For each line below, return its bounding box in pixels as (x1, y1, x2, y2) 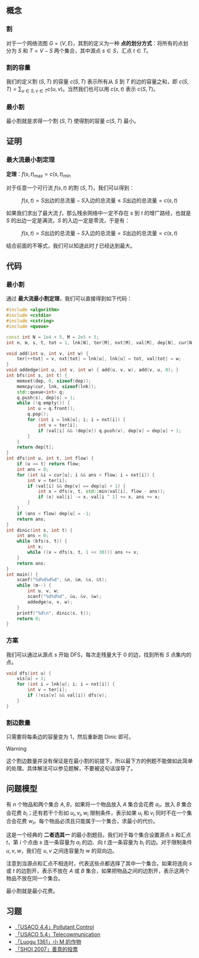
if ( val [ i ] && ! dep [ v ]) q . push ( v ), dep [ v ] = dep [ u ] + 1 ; (37, 427, 182, 434)
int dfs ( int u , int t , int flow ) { (6, 455, 94, 462)
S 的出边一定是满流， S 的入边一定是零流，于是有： (6, 216, 130, 224)
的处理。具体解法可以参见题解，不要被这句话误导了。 (6, 764, 136, 771)
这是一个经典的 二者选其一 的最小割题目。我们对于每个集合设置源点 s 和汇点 (6, 831, 191, 839)
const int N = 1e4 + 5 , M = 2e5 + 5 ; (6, 334, 99, 340)
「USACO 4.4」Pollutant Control (14, 923, 94, 930)
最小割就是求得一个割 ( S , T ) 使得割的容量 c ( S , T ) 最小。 (6, 118, 139, 125)
